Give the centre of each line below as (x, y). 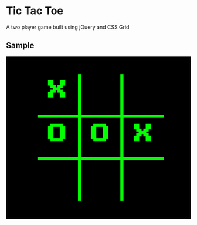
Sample (20, 46)
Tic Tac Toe (35, 11)
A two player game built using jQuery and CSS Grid (68, 27)
